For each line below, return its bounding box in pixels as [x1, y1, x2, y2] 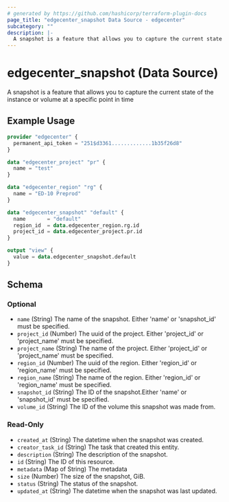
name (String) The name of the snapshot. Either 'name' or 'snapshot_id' [16, 315, 217, 323]
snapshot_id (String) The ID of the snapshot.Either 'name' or [16, 388, 187, 396]
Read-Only [7, 420, 45, 430]
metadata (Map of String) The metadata [16, 465, 128, 473]
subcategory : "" [7, 23, 53, 30]
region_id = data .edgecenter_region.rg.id [13, 221, 139, 229]
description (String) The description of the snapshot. [16, 450, 168, 458]
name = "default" [13, 215, 81, 222]
